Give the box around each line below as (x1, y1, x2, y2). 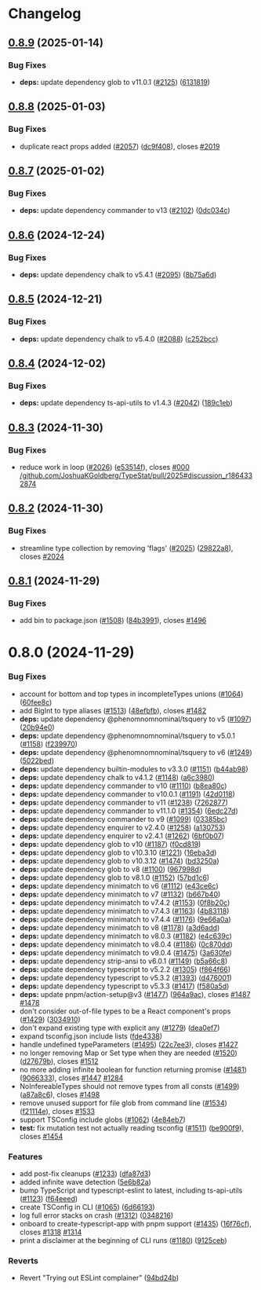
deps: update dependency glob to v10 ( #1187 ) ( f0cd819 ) (19, 839, 201, 848)
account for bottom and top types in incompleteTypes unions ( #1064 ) (19, 689, 244, 698)
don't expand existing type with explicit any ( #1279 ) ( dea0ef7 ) (19, 1023, 220, 1032)
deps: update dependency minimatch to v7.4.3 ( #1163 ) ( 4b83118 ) (19, 906, 230, 915)
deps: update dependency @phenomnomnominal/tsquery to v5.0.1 (19, 731, 236, 740)
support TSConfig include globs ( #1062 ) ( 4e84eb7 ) (19, 1115, 186, 1124)
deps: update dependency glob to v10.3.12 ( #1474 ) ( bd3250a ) (19, 856, 219, 865)
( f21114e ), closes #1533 (19, 1106, 96, 1116)
